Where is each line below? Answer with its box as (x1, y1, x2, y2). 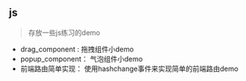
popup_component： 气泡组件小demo (20, 54, 143, 63)
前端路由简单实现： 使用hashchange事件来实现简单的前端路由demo (20, 64, 239, 73)
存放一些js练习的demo (27, 27, 100, 37)
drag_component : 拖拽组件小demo (20, 44, 134, 54)
